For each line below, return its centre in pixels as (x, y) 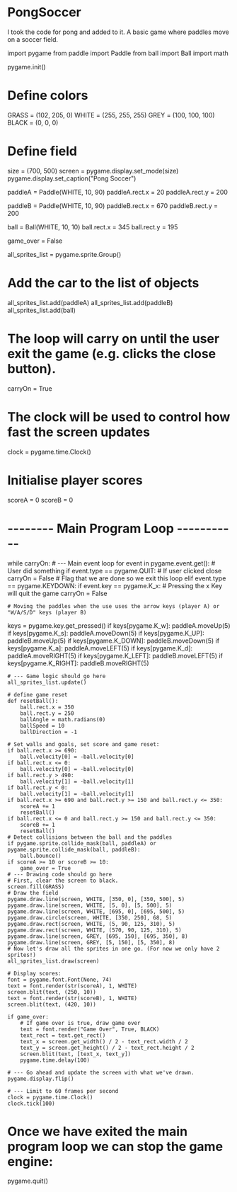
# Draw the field (33, 893)
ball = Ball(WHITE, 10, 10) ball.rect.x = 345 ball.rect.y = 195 (93, 227)
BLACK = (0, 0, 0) (33, 122)
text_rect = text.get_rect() (63, 1035)
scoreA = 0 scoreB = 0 (40, 500)
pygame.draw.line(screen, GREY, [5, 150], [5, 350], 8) (91, 942)
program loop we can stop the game (115, 1146)
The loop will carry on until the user (114, 339)
